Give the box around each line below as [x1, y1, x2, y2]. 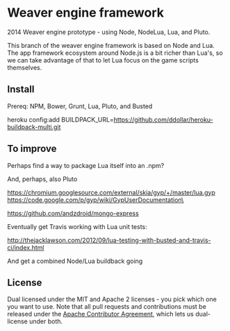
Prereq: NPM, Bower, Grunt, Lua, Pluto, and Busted [7, 102, 153, 110]
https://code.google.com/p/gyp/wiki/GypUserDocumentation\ [7, 196, 184, 204]
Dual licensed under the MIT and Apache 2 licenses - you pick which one [7, 295, 217, 303]
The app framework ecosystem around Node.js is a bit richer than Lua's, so [7, 49, 224, 57]
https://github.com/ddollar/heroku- [113, 115, 213, 124]
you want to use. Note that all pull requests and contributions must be [7, 303, 206, 311]
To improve [7, 143, 57, 155]
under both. [28, 317, 63, 325]
